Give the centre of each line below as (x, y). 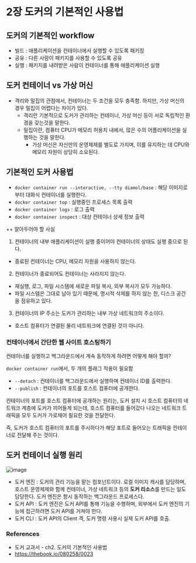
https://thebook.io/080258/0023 (54, 554)
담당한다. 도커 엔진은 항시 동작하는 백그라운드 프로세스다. (79, 496)
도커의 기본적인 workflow (50, 35)
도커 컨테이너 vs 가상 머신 (50, 85)
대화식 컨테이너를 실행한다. (56, 194)
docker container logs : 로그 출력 (54, 209)
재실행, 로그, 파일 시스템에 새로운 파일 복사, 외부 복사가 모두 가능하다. (93, 286)
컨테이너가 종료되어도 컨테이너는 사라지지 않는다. (70, 273)
